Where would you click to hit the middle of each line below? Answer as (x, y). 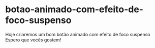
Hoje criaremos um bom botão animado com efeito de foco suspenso (78, 34)
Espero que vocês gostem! (33, 40)
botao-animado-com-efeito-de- (74, 9)
